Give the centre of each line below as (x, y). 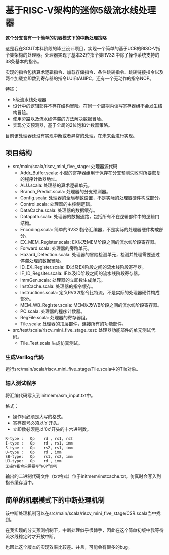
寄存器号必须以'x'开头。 (37, 423)
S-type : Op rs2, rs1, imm (39, 448)
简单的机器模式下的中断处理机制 (55, 500)
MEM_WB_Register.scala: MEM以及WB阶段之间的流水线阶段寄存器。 (91, 305)
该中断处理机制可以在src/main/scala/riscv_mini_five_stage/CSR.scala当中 (81, 513)
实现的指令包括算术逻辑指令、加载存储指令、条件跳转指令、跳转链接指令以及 (84, 72)
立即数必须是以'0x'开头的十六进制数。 (52, 429)
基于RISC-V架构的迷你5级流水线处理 (81, 10)
